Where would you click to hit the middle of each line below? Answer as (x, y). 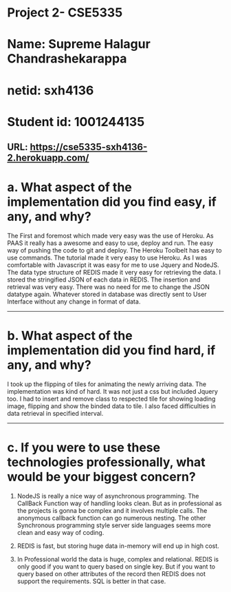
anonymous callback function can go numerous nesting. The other (111, 518)
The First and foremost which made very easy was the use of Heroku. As (111, 236)
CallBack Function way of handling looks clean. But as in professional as (119, 503)
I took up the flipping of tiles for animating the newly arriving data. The (107, 384)
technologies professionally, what (106, 462)
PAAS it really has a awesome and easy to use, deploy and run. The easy (110, 243)
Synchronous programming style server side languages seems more (114, 525)
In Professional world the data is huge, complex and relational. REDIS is (118, 559)
